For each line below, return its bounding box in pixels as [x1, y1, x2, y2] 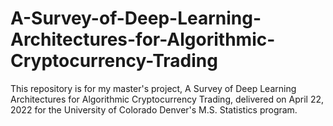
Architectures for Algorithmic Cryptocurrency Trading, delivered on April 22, [10, 93, 324, 105]
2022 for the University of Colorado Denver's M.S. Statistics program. [10, 103, 298, 116]
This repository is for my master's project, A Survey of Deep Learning [10, 82, 297, 94]
